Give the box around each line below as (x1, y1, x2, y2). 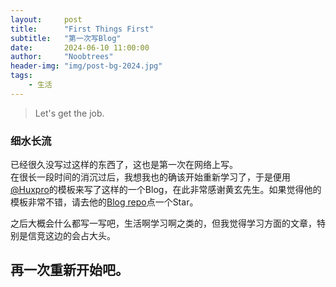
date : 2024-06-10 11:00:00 (10, 42, 150, 53)
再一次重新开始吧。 (10, 262, 129, 279)
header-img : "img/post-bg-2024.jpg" (10, 61, 163, 71)
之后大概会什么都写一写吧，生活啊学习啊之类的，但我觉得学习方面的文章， (10, 217, 317, 230)
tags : (10, 71, 33, 81)
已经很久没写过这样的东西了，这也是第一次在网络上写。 (10, 159, 238, 171)
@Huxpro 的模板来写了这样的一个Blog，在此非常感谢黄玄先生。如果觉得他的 (10, 184, 322, 196)
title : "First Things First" (10, 24, 155, 34)
